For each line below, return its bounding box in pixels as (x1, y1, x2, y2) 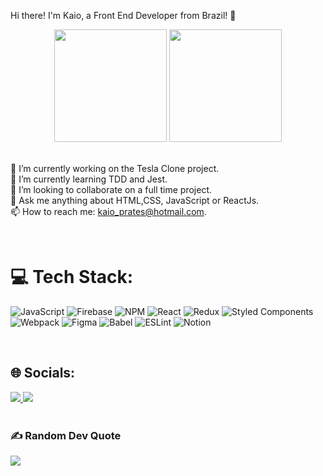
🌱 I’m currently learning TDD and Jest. (10, 173, 168, 185)
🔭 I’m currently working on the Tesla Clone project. (10, 163, 220, 174)
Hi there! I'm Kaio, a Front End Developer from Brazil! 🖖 (10, 10, 237, 21)
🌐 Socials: (10, 365, 76, 382)
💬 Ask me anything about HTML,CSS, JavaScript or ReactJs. (10, 195, 260, 206)
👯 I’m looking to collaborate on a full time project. (10, 184, 213, 195)
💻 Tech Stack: (10, 266, 134, 289)
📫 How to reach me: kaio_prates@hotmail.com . (10, 206, 207, 217)
